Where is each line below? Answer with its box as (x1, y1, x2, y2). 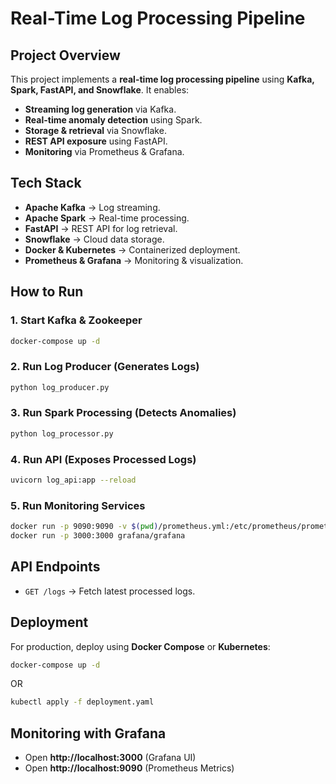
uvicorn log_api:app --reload (10, 475, 137, 486)
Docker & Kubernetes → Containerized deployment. (24, 243, 241, 256)
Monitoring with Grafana (10, 725, 167, 742)
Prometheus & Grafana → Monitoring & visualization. (24, 254, 244, 266)
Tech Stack (10, 175, 82, 192)
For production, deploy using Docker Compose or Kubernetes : (10, 640, 271, 652)
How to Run (10, 283, 84, 301)
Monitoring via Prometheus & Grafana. (24, 146, 185, 157)
